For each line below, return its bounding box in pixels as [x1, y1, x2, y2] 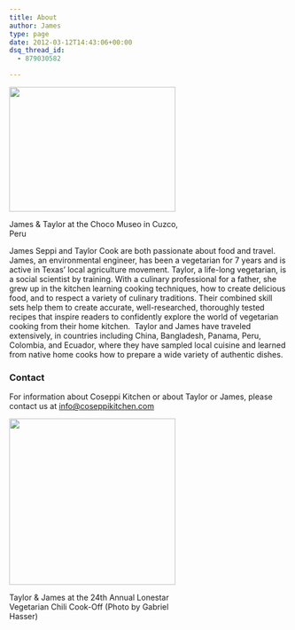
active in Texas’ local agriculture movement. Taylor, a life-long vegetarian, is [9, 264, 286, 275]
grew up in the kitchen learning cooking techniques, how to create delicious [9, 283, 286, 294]
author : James [9, 21, 62, 30]
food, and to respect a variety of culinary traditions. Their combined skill [9, 293, 273, 303]
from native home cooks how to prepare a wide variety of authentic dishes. [9, 350, 283, 359]
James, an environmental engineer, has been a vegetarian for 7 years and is [9, 255, 286, 265]
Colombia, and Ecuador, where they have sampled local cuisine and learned [9, 340, 286, 350]
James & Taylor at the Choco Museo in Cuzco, [9, 219, 179, 229]
